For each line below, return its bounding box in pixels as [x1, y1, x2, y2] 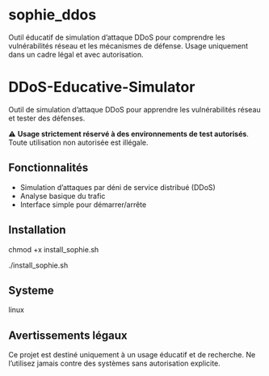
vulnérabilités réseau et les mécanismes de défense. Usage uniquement [8, 40, 249, 50]
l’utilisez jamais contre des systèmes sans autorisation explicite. [8, 358, 221, 369]
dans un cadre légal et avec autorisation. [8, 49, 144, 59]
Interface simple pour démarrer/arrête [19, 200, 147, 209]
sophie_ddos [8, 6, 97, 24]
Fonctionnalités [8, 161, 89, 175]
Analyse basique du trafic [19, 191, 106, 201]
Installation [8, 223, 66, 237]
